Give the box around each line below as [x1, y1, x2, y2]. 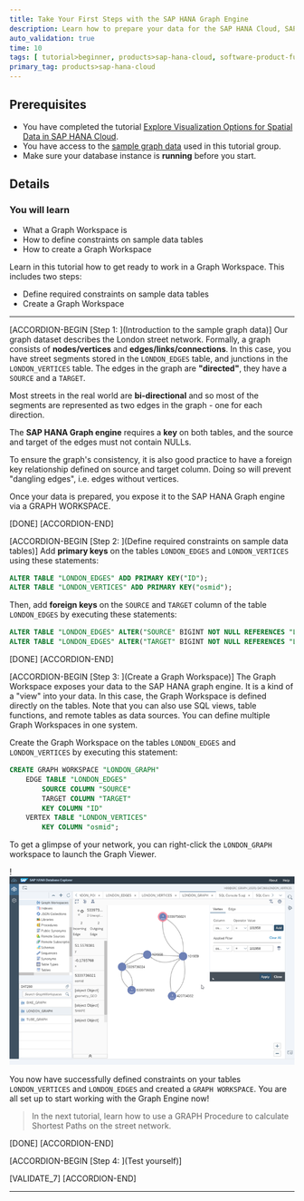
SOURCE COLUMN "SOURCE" [42, 785, 131, 794]
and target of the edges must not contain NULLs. [9, 436, 192, 447]
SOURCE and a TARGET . [9, 372, 86, 383]
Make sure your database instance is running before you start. [22, 150, 257, 161]
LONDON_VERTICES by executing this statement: [9, 747, 178, 757]
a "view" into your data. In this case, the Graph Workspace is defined [9, 690, 267, 701]
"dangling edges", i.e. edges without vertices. [9, 473, 179, 484]
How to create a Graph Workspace [22, 243, 152, 254]
